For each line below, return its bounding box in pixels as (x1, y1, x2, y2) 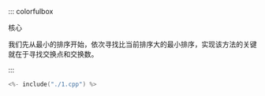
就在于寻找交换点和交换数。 (8, 50, 99, 58)
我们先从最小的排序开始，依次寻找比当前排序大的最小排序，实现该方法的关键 (8, 39, 257, 49)
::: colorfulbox (8, 7, 54, 16)
